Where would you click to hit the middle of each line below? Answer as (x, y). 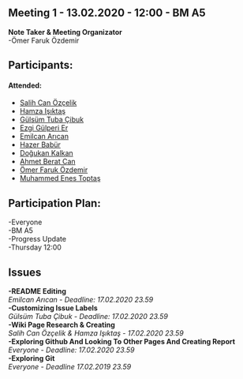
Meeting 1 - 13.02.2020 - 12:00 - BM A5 (107, 13)
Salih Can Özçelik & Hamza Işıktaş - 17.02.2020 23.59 (96, 333)
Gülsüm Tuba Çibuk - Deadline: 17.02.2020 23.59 (88, 317)
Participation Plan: (54, 203)
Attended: (25, 85)
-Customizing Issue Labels (53, 308)
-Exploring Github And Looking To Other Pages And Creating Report (121, 342)
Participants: (41, 65)
